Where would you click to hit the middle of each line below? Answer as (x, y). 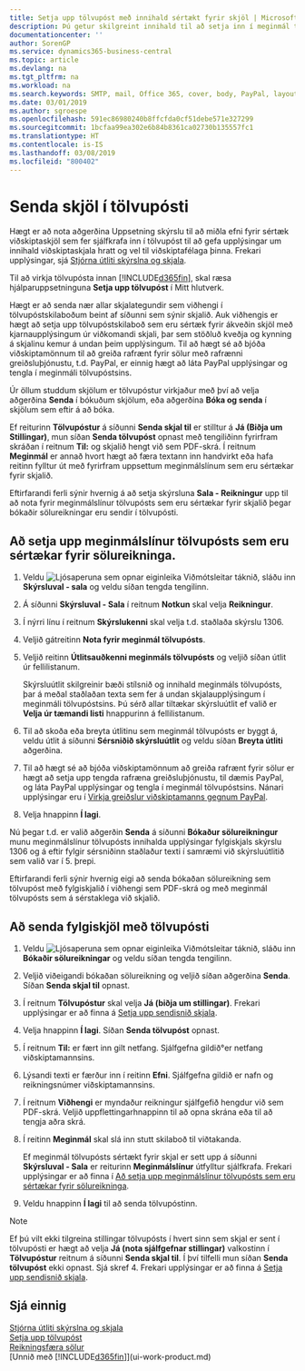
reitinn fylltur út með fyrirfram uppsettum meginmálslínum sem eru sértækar (152, 466)
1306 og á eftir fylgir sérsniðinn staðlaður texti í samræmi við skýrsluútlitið (147, 851)
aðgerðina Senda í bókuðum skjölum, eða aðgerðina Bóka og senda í (138, 400)
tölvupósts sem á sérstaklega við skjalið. (85, 898)
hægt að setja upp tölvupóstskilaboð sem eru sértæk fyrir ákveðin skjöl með (151, 324)
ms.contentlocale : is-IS (56, 144)
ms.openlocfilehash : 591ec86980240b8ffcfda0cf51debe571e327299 (132, 119)
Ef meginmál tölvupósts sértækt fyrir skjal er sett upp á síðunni (139, 1157)
